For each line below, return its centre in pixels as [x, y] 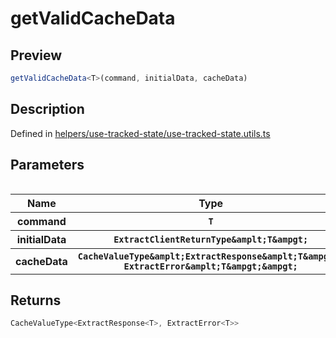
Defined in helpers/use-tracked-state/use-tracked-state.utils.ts [140, 133]
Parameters [47, 165]
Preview [36, 55]
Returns [36, 300]
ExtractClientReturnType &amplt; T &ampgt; [211, 239]
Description [47, 109]
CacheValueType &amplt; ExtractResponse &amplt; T [190, 256]
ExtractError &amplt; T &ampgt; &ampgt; [210, 266]
